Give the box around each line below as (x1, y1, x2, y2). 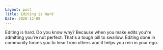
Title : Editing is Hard (5, 12, 54, 17)
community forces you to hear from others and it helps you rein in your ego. (5, 40, 159, 46)
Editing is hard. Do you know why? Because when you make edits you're (5, 30, 152, 35)
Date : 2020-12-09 (5, 16, 41, 21)
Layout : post (5, 7, 32, 12)
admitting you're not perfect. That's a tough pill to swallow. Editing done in (5, 34, 156, 40)
